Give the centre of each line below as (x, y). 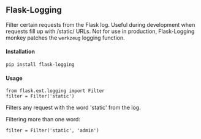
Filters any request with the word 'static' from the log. (74, 108)
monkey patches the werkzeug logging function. (65, 37)
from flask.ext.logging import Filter (55, 91)
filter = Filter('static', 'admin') (52, 130)
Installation (20, 52)
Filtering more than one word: (43, 119)
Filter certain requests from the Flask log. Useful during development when (100, 24)
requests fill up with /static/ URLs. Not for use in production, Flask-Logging (100, 31)
